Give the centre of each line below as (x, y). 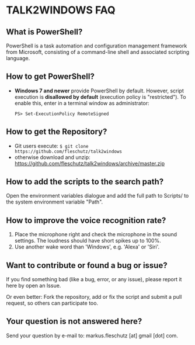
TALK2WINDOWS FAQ (61, 10)
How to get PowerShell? (51, 77)
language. (18, 58)
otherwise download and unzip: (52, 157)
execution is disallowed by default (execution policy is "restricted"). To (100, 96)
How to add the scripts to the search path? (85, 182)
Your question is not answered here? (74, 321)
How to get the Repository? (57, 132)
